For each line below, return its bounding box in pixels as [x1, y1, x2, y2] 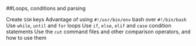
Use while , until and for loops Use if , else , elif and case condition [6, 22, 171, 29]
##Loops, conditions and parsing [6, 5, 86, 11]
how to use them [6, 34, 47, 41]
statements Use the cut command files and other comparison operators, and [6, 28, 191, 35]
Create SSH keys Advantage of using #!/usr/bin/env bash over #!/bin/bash [6, 16, 187, 22]
